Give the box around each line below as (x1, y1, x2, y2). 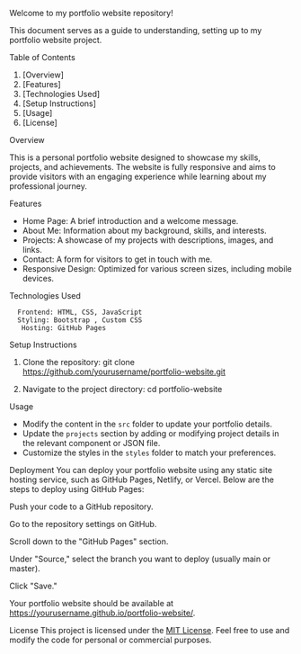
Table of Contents (9, 52, 76, 62)
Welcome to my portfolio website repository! (9, 8, 173, 18)
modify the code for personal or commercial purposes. (9, 634, 212, 645)
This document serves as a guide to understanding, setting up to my (9, 25, 262, 35)
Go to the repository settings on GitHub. (9, 519, 157, 529)
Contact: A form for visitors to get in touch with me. (22, 254, 213, 264)
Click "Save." (9, 580, 58, 591)
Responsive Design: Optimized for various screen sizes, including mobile (22, 264, 292, 273)
